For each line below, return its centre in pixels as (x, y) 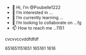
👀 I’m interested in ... (32, 12)
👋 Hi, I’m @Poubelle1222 (36, 7)
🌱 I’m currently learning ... (38, 17)
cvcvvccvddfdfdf (22, 39)
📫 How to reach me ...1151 (38, 28)
